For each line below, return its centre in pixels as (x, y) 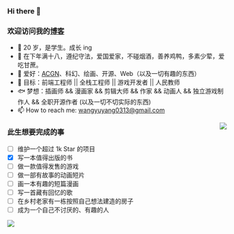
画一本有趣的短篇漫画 (48, 183)
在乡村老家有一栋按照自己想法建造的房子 (75, 201)
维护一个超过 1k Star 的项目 (56, 148)
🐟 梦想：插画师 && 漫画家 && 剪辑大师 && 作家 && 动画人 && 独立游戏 (117, 91)
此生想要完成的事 (36, 132)
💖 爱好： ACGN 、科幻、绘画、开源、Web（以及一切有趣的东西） (109, 74)
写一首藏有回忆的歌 (45, 192)
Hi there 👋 (24, 11)
